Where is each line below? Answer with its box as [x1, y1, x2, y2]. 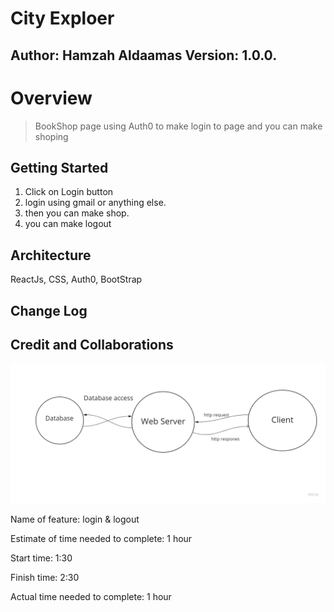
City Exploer [10, 7, 115, 30]
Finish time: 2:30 [10, 571, 80, 583]
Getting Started [10, 159, 109, 176]
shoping [34, 130, 69, 142]
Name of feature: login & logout [10, 513, 140, 525]
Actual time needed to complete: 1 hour [10, 590, 172, 602]
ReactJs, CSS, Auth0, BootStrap [10, 273, 143, 286]
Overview [10, 87, 93, 109]
